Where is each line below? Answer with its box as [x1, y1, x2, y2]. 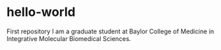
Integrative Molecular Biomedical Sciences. [6, 34, 131, 42]
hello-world [6, 4, 76, 20]
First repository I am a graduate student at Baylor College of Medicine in [6, 27, 215, 35]
